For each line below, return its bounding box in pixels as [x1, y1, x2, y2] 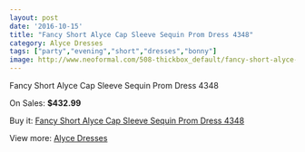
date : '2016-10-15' [9, 22, 84, 31]
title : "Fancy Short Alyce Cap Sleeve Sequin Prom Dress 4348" [9, 30, 254, 39]
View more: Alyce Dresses [9, 133, 108, 143]
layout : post [9, 13, 59, 23]
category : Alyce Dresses [9, 38, 103, 48]
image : [9, 55, 34, 64]
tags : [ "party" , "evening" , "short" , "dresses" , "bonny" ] [9, 47, 218, 56]
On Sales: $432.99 [9, 98, 82, 109]
